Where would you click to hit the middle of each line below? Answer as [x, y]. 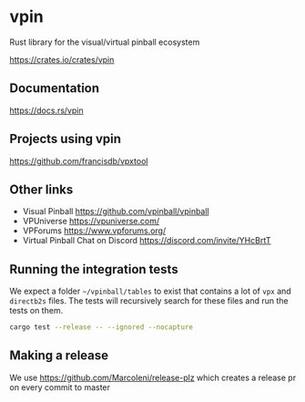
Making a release [59, 356]
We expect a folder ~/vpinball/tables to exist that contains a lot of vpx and [150, 291]
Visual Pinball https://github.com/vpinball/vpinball [116, 211]
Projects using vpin [65, 139]
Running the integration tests [94, 269]
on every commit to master [60, 387]
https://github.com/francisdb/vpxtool [79, 160]
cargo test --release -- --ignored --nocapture [102, 327]
